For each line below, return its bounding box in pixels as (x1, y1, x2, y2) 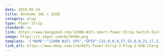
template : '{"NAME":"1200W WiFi (5, 39, 71, 44)
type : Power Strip (5, 20, 42, 26)
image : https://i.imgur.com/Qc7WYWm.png (5, 35, 89, 39)
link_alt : (5, 43, 25, 48)
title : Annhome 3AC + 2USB (5, 12, 60, 17)
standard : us (5, 25, 32, 30)
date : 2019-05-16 (5, 7, 41, 12)
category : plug (5, 16, 36, 21)
